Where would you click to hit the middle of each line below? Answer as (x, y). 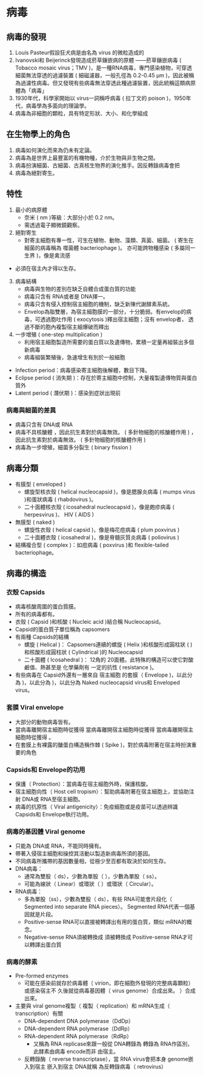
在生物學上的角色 (38, 134)
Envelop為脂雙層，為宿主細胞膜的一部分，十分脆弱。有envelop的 (105, 311)
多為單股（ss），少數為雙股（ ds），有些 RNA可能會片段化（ (98, 899)
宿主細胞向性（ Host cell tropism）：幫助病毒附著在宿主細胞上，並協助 (102, 791)
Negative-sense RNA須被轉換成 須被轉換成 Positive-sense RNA (103, 937)
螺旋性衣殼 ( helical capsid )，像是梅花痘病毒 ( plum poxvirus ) (102, 529)
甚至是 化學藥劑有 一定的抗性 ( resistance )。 (101, 667)
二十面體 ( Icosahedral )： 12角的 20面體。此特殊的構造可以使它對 (106, 660)
